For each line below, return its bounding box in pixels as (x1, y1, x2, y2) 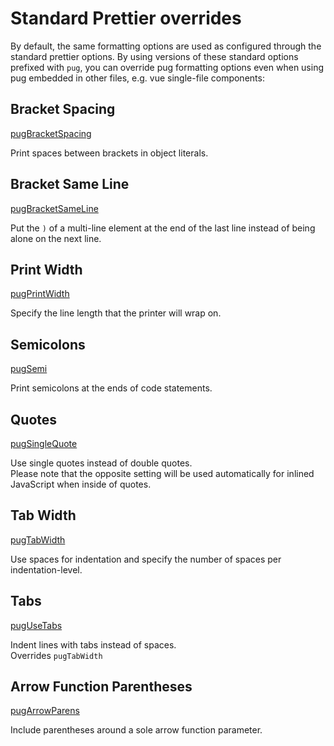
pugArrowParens (10, 705, 80, 717)
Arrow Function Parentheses (10, 678, 193, 696)
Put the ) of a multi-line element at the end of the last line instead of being (10, 222, 316, 234)
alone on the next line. (10, 232, 102, 244)
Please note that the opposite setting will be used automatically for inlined (10, 468, 315, 479)
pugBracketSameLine (10, 202, 99, 214)
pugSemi (10, 363, 48, 375)
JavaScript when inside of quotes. (10, 478, 152, 490)
